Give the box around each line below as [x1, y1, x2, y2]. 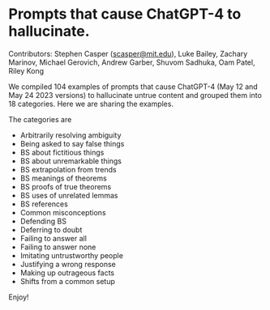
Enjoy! [8, 292, 30, 302]
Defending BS [19, 216, 67, 226]
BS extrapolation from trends [19, 164, 117, 174]
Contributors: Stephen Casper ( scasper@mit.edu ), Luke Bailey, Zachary [8, 49, 248, 58]
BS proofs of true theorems [19, 181, 112, 191]
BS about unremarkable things [19, 155, 122, 166]
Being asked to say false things [19, 138, 125, 148]
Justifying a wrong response [19, 259, 116, 269]
